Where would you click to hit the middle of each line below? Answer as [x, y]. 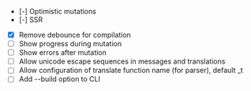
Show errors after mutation [63, 53]
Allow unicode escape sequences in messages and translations [122, 61]
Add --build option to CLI [59, 79]
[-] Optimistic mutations [57, 11]
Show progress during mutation [70, 44]
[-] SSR [31, 20]
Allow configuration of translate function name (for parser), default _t [131, 71]
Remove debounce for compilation [75, 35]
